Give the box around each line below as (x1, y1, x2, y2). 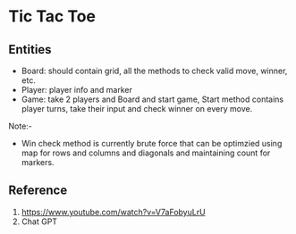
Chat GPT (21, 216, 58, 227)
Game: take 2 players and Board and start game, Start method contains (21, 94, 283, 104)
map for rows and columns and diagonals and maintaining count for (21, 147, 271, 158)
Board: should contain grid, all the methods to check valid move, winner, (21, 65, 288, 76)
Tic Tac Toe (8, 6, 96, 27)
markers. (21, 157, 55, 167)
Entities (8, 42, 52, 57)
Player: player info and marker (21, 85, 133, 95)
